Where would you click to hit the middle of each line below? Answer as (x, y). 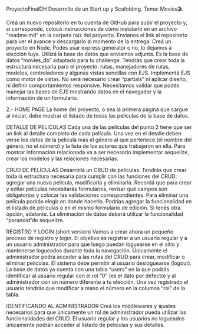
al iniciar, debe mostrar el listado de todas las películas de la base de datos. (98, 116)
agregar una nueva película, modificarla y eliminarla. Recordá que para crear (99, 182)
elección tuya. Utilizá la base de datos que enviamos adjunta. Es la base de (97, 54)
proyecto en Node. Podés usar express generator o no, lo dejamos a (89, 48)
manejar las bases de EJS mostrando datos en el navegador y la (84, 92)
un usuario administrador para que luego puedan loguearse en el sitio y (93, 244)
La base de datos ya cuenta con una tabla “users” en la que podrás (88, 269)
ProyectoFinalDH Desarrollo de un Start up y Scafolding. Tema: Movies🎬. (95, 9)
